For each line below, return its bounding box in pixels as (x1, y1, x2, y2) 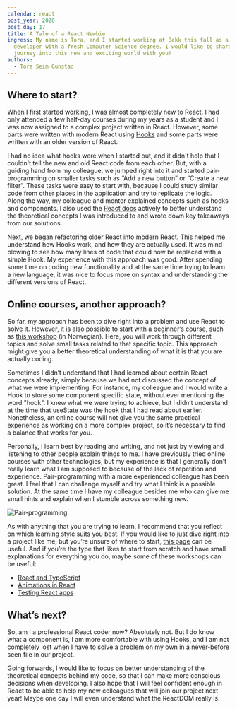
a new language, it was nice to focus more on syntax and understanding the (7, 270, 228, 279)
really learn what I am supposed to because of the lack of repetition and (7, 464, 217, 474)
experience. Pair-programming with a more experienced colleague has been (7, 472, 229, 481)
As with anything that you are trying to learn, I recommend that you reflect (7, 522, 223, 531)
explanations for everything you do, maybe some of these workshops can (7, 552, 221, 561)
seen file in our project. (7, 650, 75, 659)
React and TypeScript (17, 573, 81, 582)
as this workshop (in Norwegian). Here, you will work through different (7, 332, 212, 341)
